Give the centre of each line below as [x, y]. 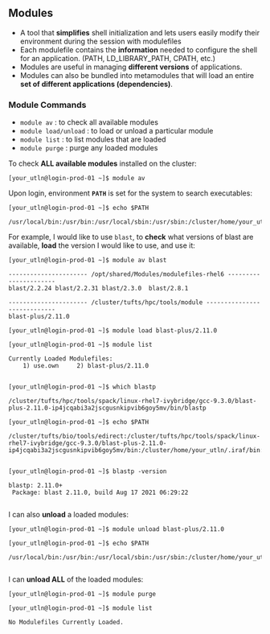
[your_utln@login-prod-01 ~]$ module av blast [88, 261]
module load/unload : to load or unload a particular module [117, 131]
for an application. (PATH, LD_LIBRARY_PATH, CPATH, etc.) [117, 58]
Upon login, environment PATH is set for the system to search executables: [131, 193]
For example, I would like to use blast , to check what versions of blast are [131, 237]
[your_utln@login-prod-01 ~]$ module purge [82, 595]
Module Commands [47, 105]
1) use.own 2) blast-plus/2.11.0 [86, 366]
